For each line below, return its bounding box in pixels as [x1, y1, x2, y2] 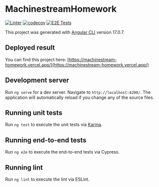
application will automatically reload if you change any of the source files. [5, 94, 154, 100]
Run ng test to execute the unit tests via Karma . [5, 122, 102, 127]
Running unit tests [5, 108, 63, 117]
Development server [5, 76, 69, 85]
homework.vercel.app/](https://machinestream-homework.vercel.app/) [5, 62, 149, 67]
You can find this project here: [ [5, 57, 69, 62]
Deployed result [5, 43, 55, 52]
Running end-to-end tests [5, 136, 87, 144]
